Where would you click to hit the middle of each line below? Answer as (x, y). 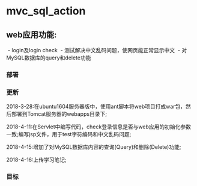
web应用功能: (32, 34)
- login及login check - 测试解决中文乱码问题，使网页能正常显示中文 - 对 (97, 50)
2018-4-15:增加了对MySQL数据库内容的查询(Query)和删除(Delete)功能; (94, 147)
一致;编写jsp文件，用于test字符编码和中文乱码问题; (69, 134)
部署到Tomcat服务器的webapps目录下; (59, 114)
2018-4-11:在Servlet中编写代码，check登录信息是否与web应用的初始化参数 (98, 127)
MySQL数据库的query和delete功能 (49, 58)
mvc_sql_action (46, 11)
